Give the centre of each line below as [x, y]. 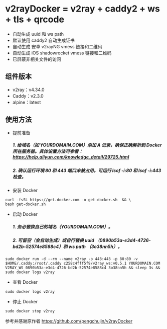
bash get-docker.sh [26, 204]
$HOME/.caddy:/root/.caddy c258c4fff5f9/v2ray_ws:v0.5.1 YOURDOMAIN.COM [83, 264]
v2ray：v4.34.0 [28, 90]
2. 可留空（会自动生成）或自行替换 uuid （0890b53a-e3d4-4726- [82, 240]
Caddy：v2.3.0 [28, 96]
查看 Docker [25, 282]
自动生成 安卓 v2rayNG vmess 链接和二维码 [57, 46]
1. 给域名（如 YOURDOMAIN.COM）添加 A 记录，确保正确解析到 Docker [87, 145]
